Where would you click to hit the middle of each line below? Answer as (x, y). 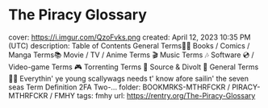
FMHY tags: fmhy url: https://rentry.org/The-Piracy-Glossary (155, 95)
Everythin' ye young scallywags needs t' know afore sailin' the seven (134, 78)
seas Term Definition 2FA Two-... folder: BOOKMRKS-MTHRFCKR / (119, 87)
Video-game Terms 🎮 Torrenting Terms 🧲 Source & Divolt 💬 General (122, 67)
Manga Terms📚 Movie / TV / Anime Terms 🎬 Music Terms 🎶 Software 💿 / (131, 55)
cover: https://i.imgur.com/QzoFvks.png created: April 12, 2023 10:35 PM (130, 37)
